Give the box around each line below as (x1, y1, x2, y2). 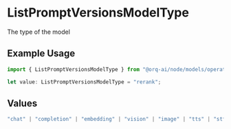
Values (7, 97, 38, 109)
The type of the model (7, 28, 71, 36)
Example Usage (7, 48, 76, 59)
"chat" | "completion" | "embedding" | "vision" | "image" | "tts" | (7, 116, 211, 123)
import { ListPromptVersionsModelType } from (7, 66, 140, 73)
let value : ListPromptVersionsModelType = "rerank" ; (7, 78, 162, 86)
